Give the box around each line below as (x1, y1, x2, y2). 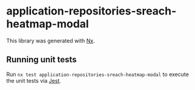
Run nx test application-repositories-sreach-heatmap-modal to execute (6, 71, 189, 78)
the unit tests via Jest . (6, 77, 62, 84)
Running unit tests (6, 54, 77, 65)
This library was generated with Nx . (6, 37, 95, 44)
